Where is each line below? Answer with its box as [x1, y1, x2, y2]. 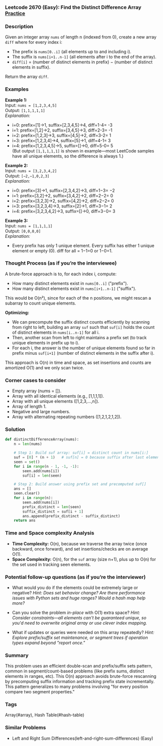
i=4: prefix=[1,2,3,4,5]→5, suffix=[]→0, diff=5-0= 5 [12, 143, 114, 149]
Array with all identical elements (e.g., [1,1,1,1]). [12, 393, 104, 399]
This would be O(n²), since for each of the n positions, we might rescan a [5, 295, 151, 301]
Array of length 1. [12, 403, 47, 409]
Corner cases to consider [5, 377, 66, 383]
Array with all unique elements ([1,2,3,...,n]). [12, 399, 99, 404]
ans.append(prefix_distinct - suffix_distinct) [22, 514, 120, 518]
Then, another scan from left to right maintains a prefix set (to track [12, 334, 147, 340]
